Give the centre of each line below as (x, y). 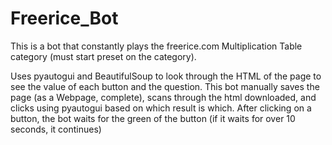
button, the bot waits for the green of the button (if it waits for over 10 (153, 118)
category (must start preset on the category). (103, 56)
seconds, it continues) (56, 129)
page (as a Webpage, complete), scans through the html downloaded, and (163, 97)
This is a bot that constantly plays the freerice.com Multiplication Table (156, 46)
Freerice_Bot (64, 18)
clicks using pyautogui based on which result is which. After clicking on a (161, 108)
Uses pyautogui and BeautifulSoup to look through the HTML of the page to (166, 76)
